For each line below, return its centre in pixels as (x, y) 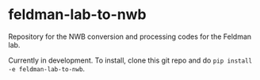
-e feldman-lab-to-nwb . (47, 68)
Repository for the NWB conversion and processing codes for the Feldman (130, 36)
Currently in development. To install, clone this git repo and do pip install (130, 60)
